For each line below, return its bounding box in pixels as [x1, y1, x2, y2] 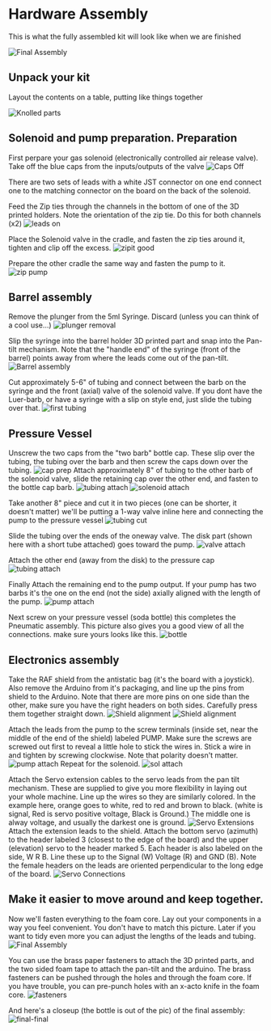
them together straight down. [8, 709, 106, 718]
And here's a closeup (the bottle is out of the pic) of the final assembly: [8, 1005, 245, 1015]
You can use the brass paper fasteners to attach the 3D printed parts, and [8, 955, 255, 965]
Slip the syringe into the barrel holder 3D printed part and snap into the [8, 336, 245, 346]
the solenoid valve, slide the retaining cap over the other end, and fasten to [8, 474, 259, 484]
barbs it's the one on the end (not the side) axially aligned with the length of [8, 588, 261, 598]
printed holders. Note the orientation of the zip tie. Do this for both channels [8, 209, 261, 219]
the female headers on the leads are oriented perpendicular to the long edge [8, 860, 264, 870]
